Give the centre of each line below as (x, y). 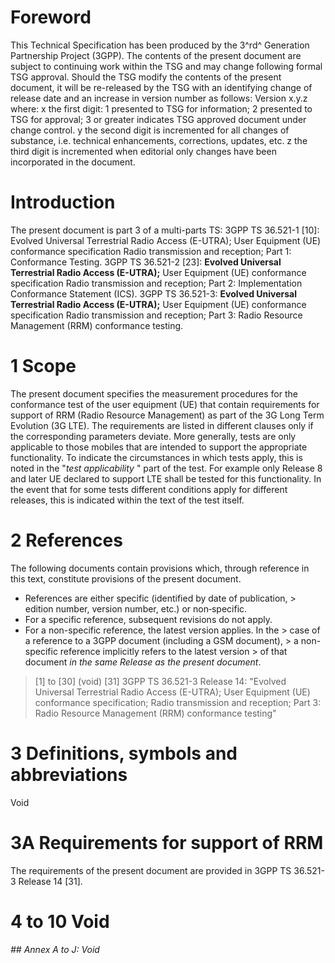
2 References (66, 540)
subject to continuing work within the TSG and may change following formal (166, 66)
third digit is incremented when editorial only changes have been (143, 151)
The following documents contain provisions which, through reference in (160, 568)
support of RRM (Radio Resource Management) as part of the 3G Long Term (167, 415)
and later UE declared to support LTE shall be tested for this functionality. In (166, 478)
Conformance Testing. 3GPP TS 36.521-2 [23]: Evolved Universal (146, 262)
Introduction (63, 202)
